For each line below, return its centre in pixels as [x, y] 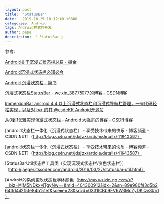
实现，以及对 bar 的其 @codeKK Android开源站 [56, 109]
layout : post [18, 10]
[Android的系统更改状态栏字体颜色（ [42, 180]
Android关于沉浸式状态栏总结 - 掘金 [41, 62]
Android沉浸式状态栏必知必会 [34, 72]
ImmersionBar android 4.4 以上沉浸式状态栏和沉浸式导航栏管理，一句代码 [79, 103]
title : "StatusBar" [26, 14]
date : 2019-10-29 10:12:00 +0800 [41, 19]
